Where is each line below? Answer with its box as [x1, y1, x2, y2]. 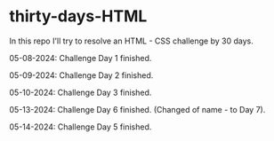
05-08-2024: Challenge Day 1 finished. [9, 52, 152, 63]
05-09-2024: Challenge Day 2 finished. [9, 69, 154, 81]
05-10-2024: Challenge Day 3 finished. [9, 87, 152, 98]
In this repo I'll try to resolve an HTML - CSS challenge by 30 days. [9, 35, 254, 46]
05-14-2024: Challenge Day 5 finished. [9, 121, 152, 132]
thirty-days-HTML [9, 6, 148, 27]
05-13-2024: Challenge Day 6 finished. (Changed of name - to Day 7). [9, 104, 266, 114]
